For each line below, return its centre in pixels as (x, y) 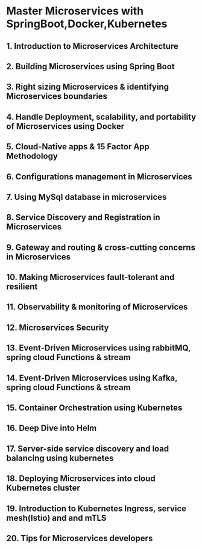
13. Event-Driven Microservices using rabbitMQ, (99, 348)
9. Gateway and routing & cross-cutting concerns (101, 247)
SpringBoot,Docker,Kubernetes (87, 24)
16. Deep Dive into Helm (52, 428)
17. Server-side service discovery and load (88, 449)
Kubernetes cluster (43, 488)
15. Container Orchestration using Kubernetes (94, 408)
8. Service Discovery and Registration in (83, 218)
